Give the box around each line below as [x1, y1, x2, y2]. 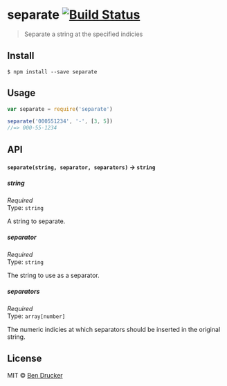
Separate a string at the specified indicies [24, 30, 143, 38]
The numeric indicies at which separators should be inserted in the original [7, 326, 221, 334]
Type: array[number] [7, 312, 66, 320]
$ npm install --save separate [7, 68, 98, 76]
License [7, 353, 42, 365]
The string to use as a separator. [7, 271, 100, 280]
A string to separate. [7, 217, 66, 225]
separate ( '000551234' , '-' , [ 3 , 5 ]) [7, 118, 113, 125]
